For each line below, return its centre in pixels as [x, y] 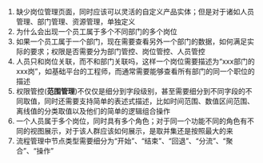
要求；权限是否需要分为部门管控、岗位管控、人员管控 [118, 51]
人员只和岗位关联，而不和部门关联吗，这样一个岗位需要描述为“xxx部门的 [135, 61]
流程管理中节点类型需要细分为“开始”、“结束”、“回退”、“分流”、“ [121, 141]
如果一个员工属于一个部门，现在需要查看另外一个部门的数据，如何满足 [131, 41]
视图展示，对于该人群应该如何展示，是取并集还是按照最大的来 [131, 131]
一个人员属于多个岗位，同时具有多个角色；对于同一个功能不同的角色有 [131, 121]
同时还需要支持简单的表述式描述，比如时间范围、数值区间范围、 [149, 101]
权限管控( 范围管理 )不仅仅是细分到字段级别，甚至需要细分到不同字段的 [131, 91]
